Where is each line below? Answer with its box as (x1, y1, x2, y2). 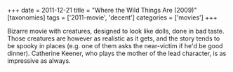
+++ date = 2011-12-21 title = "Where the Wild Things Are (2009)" (7, 6, 197, 14)
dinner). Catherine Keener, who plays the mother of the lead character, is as (7, 49, 227, 57)
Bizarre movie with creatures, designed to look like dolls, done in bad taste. (7, 27, 225, 35)
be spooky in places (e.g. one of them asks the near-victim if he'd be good (7, 42, 223, 50)
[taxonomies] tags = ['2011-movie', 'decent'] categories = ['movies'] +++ (7, 13, 218, 22)
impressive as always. (7, 57, 72, 65)
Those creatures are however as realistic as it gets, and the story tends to (7, 34, 220, 43)
